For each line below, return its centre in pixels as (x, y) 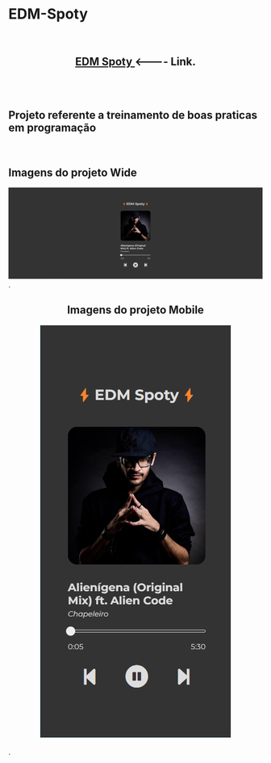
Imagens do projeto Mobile (135, 310)
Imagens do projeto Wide (73, 172)
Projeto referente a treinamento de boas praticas (133, 115)
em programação (52, 128)
